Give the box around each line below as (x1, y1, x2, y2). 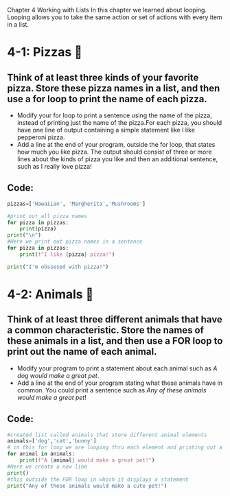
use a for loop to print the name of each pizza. (7, 93, 208, 105)
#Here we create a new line (7, 463, 88, 470)
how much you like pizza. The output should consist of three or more (16, 147, 212, 156)
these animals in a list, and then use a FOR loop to (7, 335, 223, 347)
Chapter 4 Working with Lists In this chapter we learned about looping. (7, 6, 207, 14)
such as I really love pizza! (16, 163, 92, 170)
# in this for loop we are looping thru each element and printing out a (7, 444, 223, 451)
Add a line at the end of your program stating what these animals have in (16, 379, 223, 387)
